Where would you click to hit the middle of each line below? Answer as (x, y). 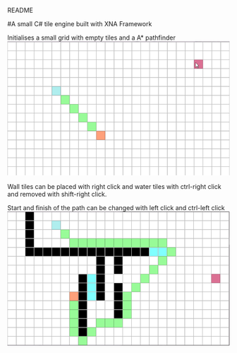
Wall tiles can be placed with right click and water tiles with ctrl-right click (114, 187)
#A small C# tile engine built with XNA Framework (80, 24)
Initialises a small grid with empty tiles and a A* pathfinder (92, 37)
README (20, 10)
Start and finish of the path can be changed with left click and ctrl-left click (116, 208)
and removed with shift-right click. (57, 195)
